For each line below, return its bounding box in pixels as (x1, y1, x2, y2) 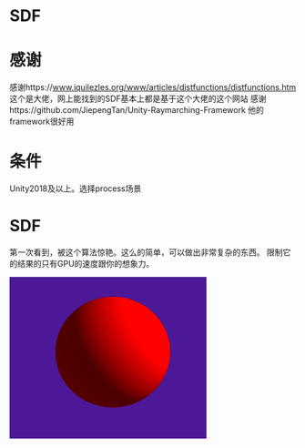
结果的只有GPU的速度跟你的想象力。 (16, 259, 155, 269)
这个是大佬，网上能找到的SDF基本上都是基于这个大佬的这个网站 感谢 (9, 93, 267, 105)
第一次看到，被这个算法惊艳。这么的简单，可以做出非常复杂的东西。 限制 (9, 247, 283, 258)
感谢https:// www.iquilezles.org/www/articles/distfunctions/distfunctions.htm (9, 82, 297, 93)
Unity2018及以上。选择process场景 (9, 183, 142, 194)
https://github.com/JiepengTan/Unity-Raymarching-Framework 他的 (9, 105, 264, 116)
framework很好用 (9, 116, 75, 127)
